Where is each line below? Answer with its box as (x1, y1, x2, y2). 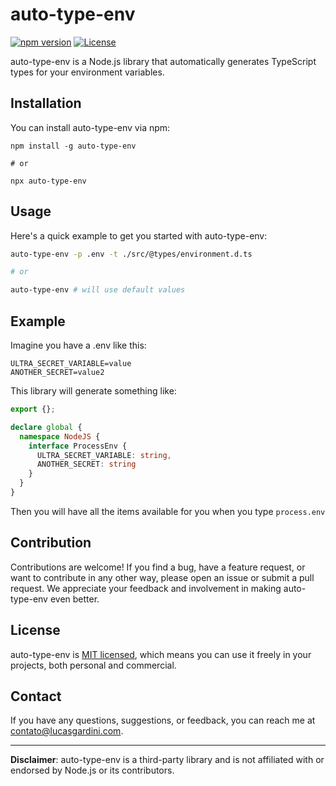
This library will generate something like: (10, 385, 177, 397)
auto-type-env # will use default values (10, 285, 186, 295)
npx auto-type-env (10, 176, 87, 186)
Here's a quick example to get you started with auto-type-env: (10, 229, 268, 242)
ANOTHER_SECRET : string (36, 459, 137, 470)
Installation (10, 95, 82, 112)
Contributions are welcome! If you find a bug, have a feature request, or (10, 561, 306, 573)
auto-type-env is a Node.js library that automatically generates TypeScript (10, 55, 317, 67)
